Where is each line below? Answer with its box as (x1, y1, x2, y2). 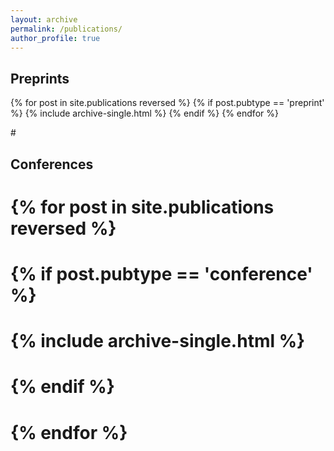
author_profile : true (10, 33, 101, 43)
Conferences (10, 156, 94, 173)
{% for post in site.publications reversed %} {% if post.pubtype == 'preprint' (10, 97, 325, 109)
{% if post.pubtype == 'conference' (10, 262, 313, 285)
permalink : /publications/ (10, 24, 123, 34)
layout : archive (10, 14, 78, 25)
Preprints (10, 70, 70, 87)
